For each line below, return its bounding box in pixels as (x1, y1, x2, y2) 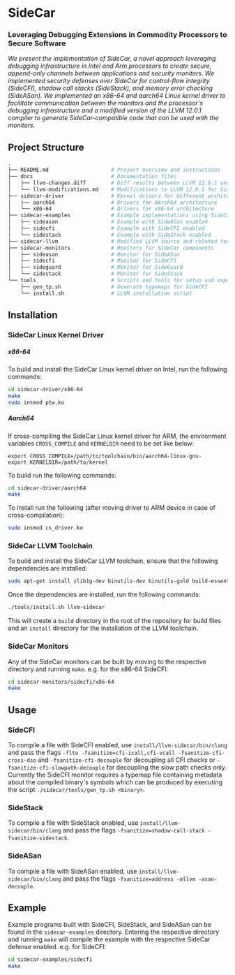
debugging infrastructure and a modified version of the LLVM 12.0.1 (8, 106, 202, 115)
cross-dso (8, 756, 37, 764)
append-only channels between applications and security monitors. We (8, 69, 215, 78)
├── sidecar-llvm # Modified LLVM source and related (8, 237, 218, 245)
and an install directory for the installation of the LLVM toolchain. (8, 624, 199, 633)
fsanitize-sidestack (8, 835, 68, 842)
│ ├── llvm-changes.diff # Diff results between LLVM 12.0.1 (8, 179, 218, 186)
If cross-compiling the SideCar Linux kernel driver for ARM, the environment (8, 432, 227, 440)
